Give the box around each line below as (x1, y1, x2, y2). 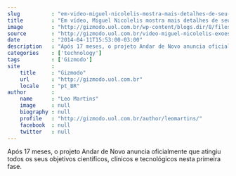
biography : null (20, 108, 71, 115)
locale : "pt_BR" (20, 82, 80, 89)
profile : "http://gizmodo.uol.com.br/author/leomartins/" (20, 115, 202, 122)
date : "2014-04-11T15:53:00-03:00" (7, 37, 143, 44)
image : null (20, 102, 71, 109)
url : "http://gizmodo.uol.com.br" (20, 75, 143, 83)
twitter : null (20, 128, 71, 135)
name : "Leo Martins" (20, 96, 99, 103)
